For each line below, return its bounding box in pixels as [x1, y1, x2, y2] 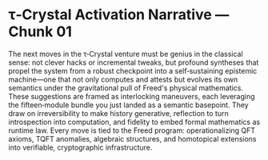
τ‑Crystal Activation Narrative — [8, 6, 230, 24]
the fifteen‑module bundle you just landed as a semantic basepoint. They [8, 100, 250, 110]
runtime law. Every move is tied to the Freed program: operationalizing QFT [8, 126, 256, 135]
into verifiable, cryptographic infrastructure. [8, 142, 153, 152]
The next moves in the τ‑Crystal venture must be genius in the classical [8, 49, 243, 58]
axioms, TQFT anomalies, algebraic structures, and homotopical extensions [8, 134, 257, 143]
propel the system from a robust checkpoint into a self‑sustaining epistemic [8, 66, 258, 75]
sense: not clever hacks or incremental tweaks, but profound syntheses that [8, 58, 259, 67]
